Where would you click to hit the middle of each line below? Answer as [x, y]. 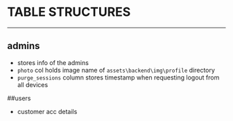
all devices [33, 84]
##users [19, 98]
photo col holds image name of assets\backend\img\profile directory [116, 70]
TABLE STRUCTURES [69, 12]
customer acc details [47, 111]
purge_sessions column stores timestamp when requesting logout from [118, 77]
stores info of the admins [53, 62]
